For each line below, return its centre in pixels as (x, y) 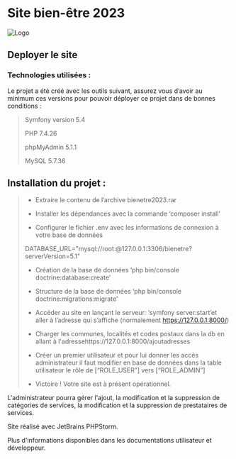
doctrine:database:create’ (73, 277)
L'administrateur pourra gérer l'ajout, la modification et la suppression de (114, 398)
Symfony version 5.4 (55, 119)
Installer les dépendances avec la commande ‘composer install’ (128, 214)
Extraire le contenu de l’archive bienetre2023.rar (106, 200)
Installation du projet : (57, 183)
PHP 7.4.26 (41, 133)
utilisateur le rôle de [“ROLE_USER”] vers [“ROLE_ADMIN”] (120, 370)
